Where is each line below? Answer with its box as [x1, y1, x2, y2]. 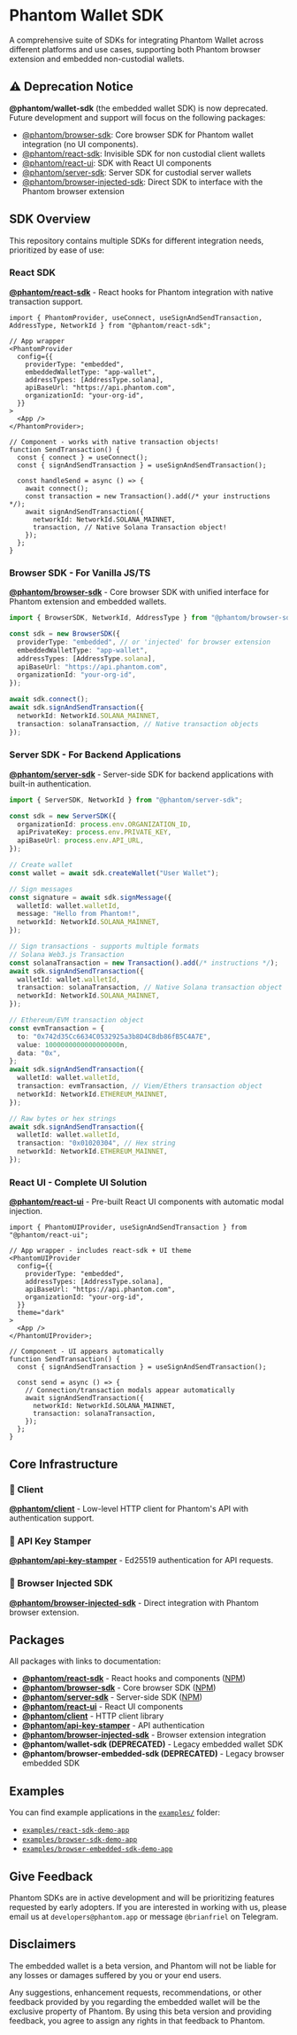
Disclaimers [9, 1937, 77, 1952]
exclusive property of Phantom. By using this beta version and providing [9, 2006, 272, 2016]
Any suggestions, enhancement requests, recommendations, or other [9, 1987, 263, 1998]
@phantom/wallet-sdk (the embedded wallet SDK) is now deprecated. [9, 103, 269, 113]
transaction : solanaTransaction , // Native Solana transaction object [17, 983, 283, 992]
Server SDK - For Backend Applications [9, 748, 181, 761]
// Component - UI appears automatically [9, 1347, 164, 1357]
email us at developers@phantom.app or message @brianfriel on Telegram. [9, 1911, 278, 1922]
